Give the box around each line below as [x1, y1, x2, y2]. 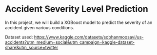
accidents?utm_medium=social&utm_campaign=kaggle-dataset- [5, 39, 135, 45]
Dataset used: [5, 34, 33, 40]
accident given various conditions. [5, 24, 74, 30]
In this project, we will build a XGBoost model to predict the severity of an [5, 19, 153, 25]
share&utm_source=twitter [5, 44, 59, 50]
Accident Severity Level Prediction [5, 3, 149, 15]
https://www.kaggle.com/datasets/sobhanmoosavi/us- [34, 34, 144, 40]
